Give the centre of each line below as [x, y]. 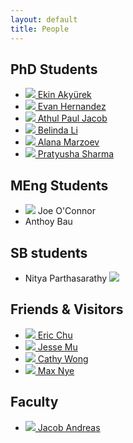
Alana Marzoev [68, 142]
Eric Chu [55, 335]
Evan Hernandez [72, 107]
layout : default [44, 19]
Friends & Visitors [67, 309]
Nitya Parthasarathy [66, 278]
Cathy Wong [63, 358]
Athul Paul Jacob [72, 118]
